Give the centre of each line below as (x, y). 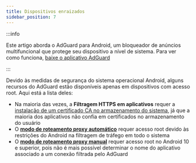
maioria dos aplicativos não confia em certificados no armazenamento (99, 116)
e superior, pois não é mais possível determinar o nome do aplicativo (97, 148)
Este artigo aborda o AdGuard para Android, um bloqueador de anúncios (94, 45)
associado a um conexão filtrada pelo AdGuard (71, 154)
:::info (13, 33)
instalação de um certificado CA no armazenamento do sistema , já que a (102, 110)
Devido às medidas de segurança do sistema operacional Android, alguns (95, 80)
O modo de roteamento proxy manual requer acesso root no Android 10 (102, 141)
